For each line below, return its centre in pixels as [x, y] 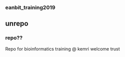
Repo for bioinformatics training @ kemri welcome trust [62, 48]
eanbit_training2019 [30, 7]
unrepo [17, 24]
